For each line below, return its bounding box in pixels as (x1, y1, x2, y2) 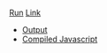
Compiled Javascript (21, 34, 98, 44)
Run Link (9, 7, 42, 18)
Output (21, 25, 48, 34)
